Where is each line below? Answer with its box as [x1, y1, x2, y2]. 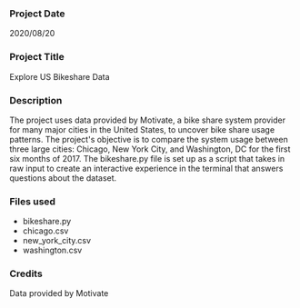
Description [9, 94, 63, 106]
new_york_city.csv [22, 235, 92, 246]
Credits [9, 267, 43, 280]
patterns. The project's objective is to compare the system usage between [9, 134, 288, 144]
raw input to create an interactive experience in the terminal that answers [9, 163, 284, 174]
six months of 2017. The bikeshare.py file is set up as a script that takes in [9, 153, 285, 164]
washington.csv [22, 244, 83, 256]
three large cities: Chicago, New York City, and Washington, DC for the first [9, 144, 291, 154]
